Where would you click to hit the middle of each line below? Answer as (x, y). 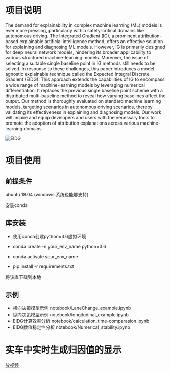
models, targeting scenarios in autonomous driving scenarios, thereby (79, 107)
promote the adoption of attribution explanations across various (72, 123)
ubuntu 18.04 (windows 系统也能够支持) (47, 194)
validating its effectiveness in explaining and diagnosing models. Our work (83, 112)
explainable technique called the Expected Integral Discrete (87, 74)
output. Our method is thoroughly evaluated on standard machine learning (83, 101)
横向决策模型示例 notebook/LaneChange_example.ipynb (72, 308)
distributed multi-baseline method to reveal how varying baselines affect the (86, 96)
